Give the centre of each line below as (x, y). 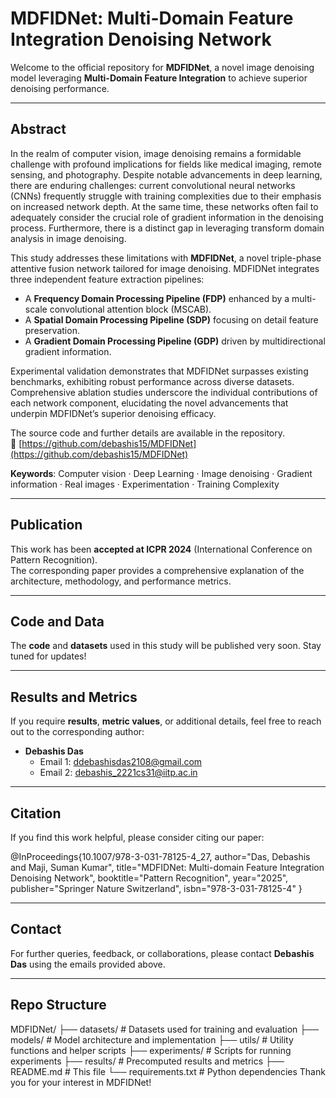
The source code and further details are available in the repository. (147, 433)
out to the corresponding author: (77, 732)
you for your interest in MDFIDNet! (81, 1082)
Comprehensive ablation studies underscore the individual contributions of (164, 392)
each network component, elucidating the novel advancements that (149, 403)
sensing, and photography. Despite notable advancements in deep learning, (166, 174)
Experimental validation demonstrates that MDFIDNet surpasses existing (159, 371)
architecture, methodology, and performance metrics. (121, 581)
